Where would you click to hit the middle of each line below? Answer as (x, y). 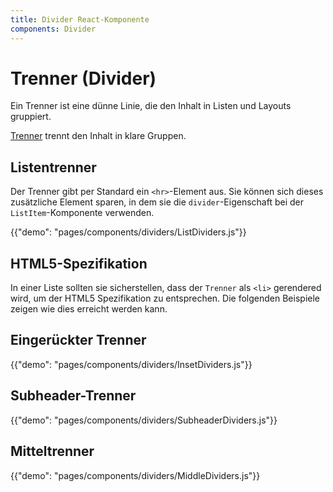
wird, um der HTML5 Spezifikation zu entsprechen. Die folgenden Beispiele (165, 298)
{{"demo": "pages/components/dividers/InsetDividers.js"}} (131, 364)
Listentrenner (53, 167)
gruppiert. (31, 117)
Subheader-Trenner (73, 396)
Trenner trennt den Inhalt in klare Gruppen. (98, 136)
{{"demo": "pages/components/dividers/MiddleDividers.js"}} (135, 475)
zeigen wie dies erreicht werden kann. (89, 309)
